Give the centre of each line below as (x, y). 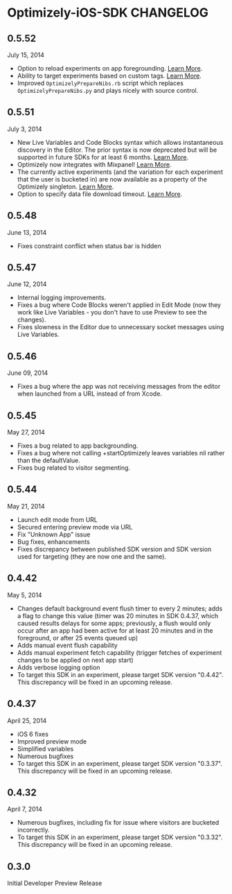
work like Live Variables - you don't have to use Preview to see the (112, 313)
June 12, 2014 (27, 284)
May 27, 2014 (26, 432)
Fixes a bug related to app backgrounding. (78, 446)
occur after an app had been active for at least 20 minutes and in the (115, 630)
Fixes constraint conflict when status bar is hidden (89, 246)
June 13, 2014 (27, 232)
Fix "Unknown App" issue (54, 534)
